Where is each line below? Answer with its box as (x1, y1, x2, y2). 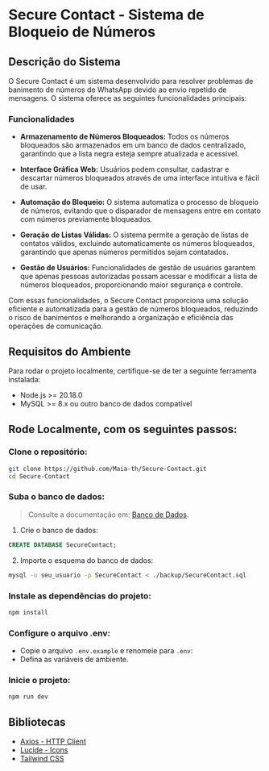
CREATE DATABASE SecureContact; (8, 540, 117, 549)
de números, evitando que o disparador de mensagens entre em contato (19, 206, 262, 215)
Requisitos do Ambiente (8, 344, 131, 358)
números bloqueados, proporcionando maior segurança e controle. (19, 280, 243, 290)
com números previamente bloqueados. (19, 215, 153, 224)
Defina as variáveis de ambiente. (19, 655, 129, 665)
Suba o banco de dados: (8, 491, 106, 502)
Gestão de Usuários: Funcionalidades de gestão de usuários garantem (19, 263, 256, 273)
